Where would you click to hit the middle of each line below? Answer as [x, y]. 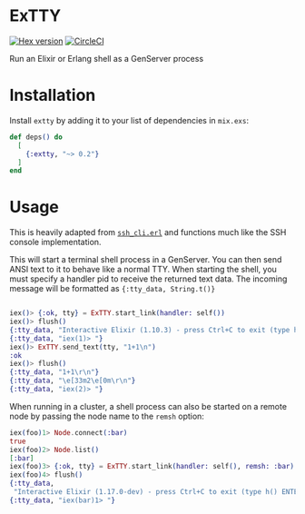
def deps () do [36, 137]
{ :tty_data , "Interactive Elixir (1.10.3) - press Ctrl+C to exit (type [150, 330]
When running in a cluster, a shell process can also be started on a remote [148, 406]
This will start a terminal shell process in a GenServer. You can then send [146, 260]
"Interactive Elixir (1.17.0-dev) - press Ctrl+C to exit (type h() [146, 492]
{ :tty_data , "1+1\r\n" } [54, 372]
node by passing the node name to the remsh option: [107, 416]
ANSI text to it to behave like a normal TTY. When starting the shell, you [143, 270]
